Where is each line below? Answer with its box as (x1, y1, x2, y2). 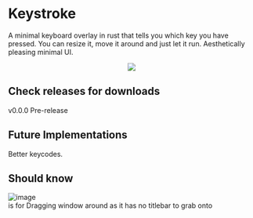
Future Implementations (8, 129, 128, 142)
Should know (8, 172, 74, 185)
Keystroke (8, 5, 77, 23)
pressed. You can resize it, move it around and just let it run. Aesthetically (8, 38, 245, 48)
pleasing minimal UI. (8, 47, 74, 56)
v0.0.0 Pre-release (8, 105, 68, 114)
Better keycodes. (8, 149, 63, 158)
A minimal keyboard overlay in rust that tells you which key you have (8, 31, 229, 40)
